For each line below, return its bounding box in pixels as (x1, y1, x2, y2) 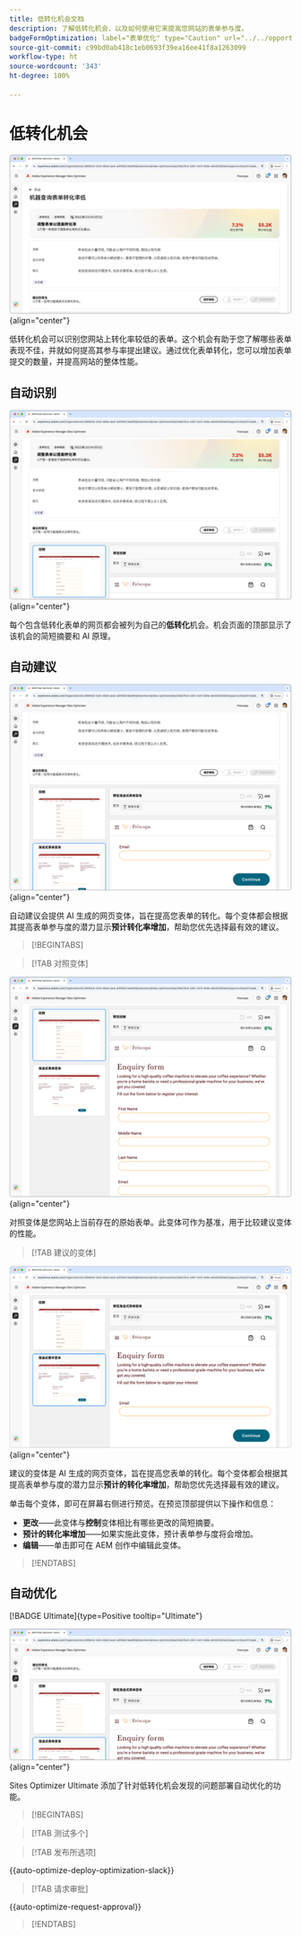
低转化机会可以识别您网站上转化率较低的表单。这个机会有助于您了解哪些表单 (9, 333, 292, 345)
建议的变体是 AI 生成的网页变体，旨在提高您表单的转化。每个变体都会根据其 (9, 1467, 288, 1478)
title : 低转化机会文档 (9, 14, 85, 23)
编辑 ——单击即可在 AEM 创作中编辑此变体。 (21, 1539, 186, 1550)
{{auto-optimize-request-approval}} (9, 1901, 142, 1912)
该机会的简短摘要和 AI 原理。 (9, 630, 116, 641)
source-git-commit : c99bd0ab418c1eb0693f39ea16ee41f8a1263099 (9, 43, 246, 52)
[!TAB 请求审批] (30, 1883, 89, 1894)
